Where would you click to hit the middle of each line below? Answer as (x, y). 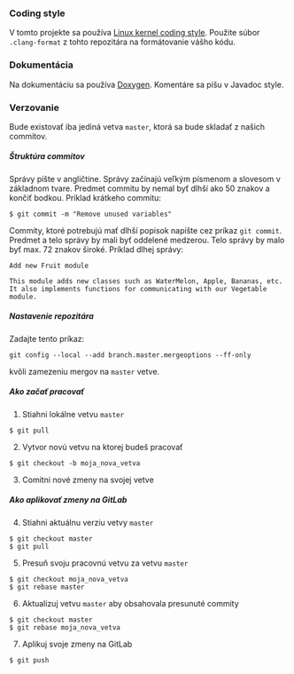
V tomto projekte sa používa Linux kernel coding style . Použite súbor (135, 33)
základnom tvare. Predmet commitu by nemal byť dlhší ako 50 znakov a (139, 188)
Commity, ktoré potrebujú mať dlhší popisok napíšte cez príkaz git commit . (145, 230)
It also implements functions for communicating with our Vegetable (138, 289)
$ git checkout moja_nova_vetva (69, 579)
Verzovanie (34, 107)
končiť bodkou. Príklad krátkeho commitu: (85, 197)
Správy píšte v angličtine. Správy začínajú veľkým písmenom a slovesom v (145, 178)
